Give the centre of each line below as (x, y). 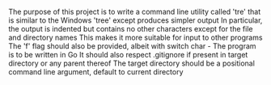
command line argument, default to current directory (96, 72)
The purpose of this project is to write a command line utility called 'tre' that (135, 12)
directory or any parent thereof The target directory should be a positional (131, 63)
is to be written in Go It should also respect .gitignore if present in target (128, 55)
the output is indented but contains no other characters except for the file (131, 29)
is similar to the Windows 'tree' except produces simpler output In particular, (135, 20)
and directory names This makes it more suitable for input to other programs (135, 37)
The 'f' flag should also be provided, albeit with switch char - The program (132, 46)
